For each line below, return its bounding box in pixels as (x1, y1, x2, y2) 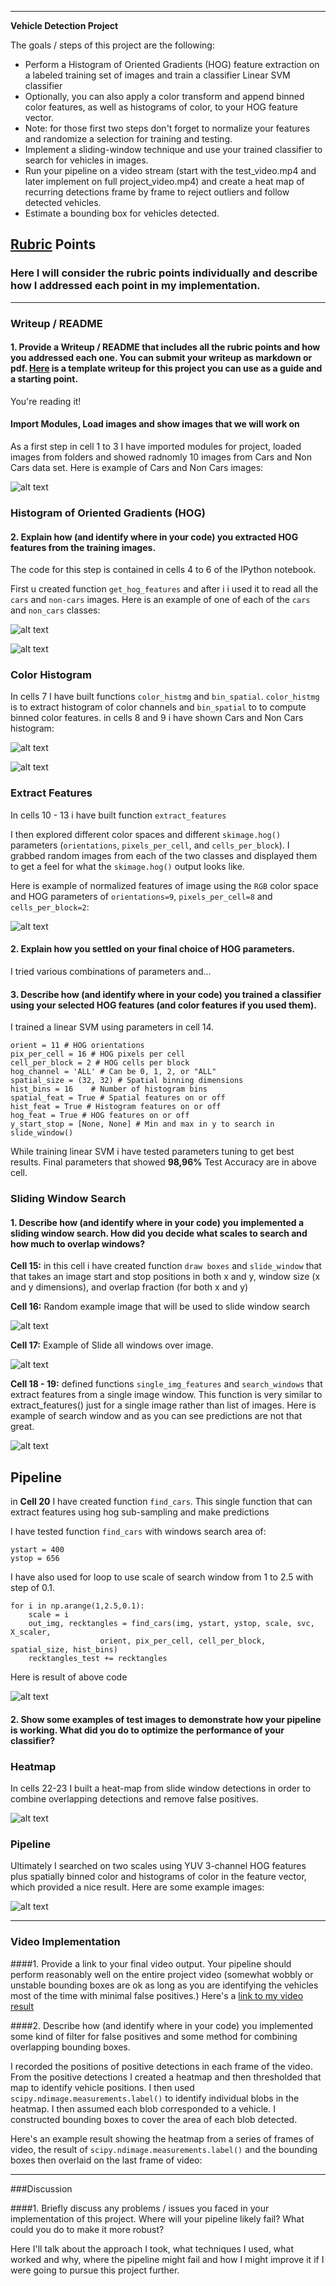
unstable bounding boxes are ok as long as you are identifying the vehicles (10, 1979, 319, 1991)
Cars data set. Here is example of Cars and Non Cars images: (10, 462, 264, 474)
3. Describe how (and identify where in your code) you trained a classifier (10, 988, 322, 1000)
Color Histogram (10, 668, 93, 682)
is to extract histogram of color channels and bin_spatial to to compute (10, 701, 307, 713)
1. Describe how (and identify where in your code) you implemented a (10, 1216, 305, 1228)
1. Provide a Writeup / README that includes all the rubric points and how (10, 341, 321, 353)
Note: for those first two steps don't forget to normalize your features (24, 122, 311, 134)
